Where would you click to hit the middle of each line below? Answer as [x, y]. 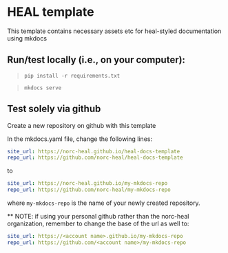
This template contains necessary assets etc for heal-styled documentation [114, 31]
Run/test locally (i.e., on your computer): [96, 60]
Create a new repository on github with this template [82, 125]
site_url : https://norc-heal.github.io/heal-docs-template [94, 151]
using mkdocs [27, 38]
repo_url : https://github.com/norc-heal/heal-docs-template [95, 158]
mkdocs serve [43, 88]
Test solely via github [54, 109]
